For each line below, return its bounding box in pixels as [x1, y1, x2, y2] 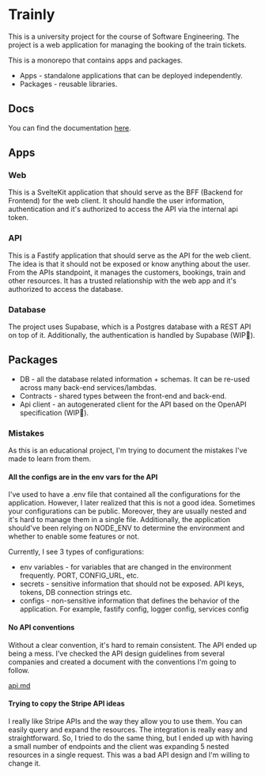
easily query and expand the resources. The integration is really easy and [8, 725, 248, 734]
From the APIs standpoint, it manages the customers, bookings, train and [8, 267, 246, 277]
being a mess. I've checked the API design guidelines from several [8, 649, 225, 658]
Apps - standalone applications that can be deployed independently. [19, 70, 243, 80]
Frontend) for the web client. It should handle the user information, [8, 196, 225, 206]
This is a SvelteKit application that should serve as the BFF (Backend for [8, 187, 244, 197]
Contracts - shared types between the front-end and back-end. [19, 391, 227, 400]
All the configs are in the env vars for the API [8, 472, 158, 482]
